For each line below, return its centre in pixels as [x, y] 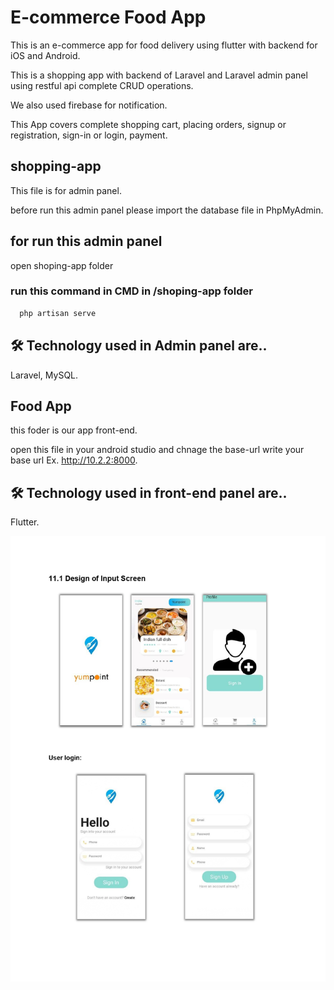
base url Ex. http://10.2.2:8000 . [74, 460]
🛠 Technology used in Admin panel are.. [139, 346]
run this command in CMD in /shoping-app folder [131, 291]
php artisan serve [58, 313]
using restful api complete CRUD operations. [102, 85]
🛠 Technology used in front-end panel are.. [149, 492]
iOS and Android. [45, 55]
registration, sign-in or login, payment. [89, 135]
